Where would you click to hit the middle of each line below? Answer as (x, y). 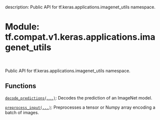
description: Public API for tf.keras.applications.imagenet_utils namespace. (80, 7)
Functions (21, 86)
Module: (22, 27)
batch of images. (22, 112)
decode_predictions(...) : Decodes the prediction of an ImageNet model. (79, 98)
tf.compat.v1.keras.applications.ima (80, 37)
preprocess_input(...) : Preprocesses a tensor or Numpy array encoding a (80, 107)
